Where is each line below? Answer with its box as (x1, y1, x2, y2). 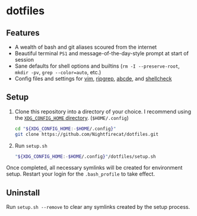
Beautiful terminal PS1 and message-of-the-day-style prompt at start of (14, 50, 189, 57)
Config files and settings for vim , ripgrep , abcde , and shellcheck (14, 75, 172, 82)
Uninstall (6, 188, 40, 198)
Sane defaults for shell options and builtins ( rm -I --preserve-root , (14, 62, 180, 69)
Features (6, 28, 40, 38)
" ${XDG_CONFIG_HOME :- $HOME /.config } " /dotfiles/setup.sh (14, 153, 156, 160)
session (14, 56, 34, 63)
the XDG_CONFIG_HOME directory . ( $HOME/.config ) (14, 114, 129, 121)
